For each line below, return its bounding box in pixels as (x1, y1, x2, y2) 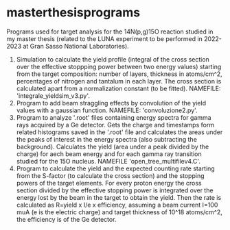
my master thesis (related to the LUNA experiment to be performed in (6, 34, 203, 42)
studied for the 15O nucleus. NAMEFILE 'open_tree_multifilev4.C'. (16, 157, 200, 165)
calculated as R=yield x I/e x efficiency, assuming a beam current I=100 (16, 201, 218, 209)
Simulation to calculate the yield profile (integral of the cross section (16, 55, 210, 63)
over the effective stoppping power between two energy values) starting (16, 62, 222, 71)
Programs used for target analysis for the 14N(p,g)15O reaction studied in (6, 27, 214, 36)
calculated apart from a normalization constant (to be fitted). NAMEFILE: (16, 84, 221, 92)
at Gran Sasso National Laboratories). (23, 42, 130, 50)
